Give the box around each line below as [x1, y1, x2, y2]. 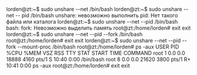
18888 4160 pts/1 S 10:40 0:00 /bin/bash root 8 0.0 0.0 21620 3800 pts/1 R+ [6, 56, 191, 63]
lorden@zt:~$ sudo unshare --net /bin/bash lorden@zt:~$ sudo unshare [6, 6, 182, 12]
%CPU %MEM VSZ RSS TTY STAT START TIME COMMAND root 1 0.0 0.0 [6, 50, 185, 56]
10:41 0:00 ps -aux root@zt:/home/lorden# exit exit [6, 62, 130, 69]
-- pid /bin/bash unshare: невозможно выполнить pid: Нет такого [15, 12, 179, 19]
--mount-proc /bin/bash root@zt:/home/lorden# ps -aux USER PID [17, 43, 179, 50]
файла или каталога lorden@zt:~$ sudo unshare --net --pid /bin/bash [6, 18, 178, 25]
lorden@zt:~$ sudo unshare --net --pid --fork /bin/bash [6, 31, 143, 38]
